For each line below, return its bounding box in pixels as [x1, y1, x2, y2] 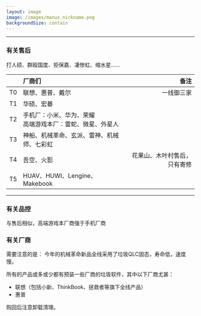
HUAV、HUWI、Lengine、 [23, 171, 97, 180]
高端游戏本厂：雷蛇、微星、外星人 [23, 120, 119, 128]
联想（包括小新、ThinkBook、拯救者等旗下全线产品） [14, 284, 147, 291]
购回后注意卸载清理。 [6, 303, 59, 311]
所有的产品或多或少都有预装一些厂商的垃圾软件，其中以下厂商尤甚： [6, 271, 174, 278]
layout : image [6, 8, 42, 15]
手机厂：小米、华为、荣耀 [23, 111, 95, 119]
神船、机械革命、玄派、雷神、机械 [23, 131, 119, 139]
